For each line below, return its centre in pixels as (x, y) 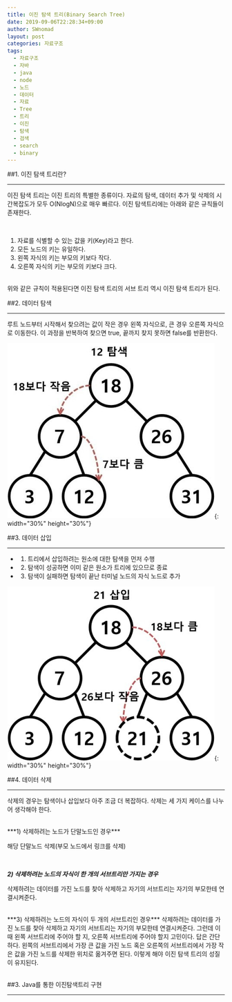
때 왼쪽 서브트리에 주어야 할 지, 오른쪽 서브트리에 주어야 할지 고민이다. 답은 (107, 937)
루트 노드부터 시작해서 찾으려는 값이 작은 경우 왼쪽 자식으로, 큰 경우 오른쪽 (106, 324)
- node (23, 80)
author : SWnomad (30, 29)
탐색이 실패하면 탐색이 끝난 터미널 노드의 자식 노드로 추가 (104, 576)
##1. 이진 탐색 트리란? (37, 174)
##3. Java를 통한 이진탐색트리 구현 (55, 985)
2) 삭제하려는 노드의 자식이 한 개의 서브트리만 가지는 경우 (83, 874)
